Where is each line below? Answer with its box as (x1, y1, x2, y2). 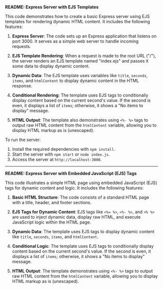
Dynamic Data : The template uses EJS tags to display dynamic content (12, 229, 155, 234)
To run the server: (5, 137, 41, 143)
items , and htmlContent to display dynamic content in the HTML (12, 78, 139, 83)
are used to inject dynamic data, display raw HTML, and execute (12, 214, 141, 220)
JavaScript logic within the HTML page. (12, 219, 91, 225)
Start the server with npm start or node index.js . (12, 151, 110, 157)
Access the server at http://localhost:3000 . (12, 157, 102, 162)
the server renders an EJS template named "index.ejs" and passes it (12, 58, 149, 64)
